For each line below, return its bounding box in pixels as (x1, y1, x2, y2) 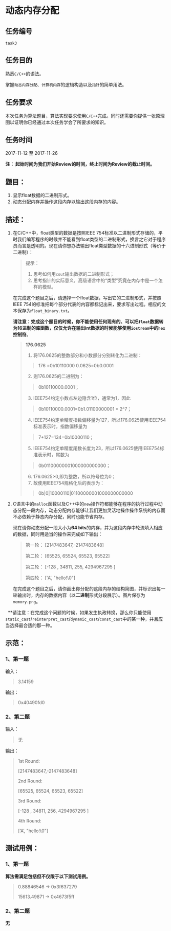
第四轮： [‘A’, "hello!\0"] (25, 575, 76, 581)
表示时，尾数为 (37, 452, 70, 458)
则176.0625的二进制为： (33, 373, 84, 380)
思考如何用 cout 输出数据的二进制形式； (33, 271, 115, 277)
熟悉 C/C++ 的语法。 (5, 70, 44, 77)
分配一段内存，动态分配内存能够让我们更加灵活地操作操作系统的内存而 (17, 507, 165, 513)
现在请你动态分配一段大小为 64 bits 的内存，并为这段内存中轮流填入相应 (12, 525, 163, 531)
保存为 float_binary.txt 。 (17, 308, 73, 314)
